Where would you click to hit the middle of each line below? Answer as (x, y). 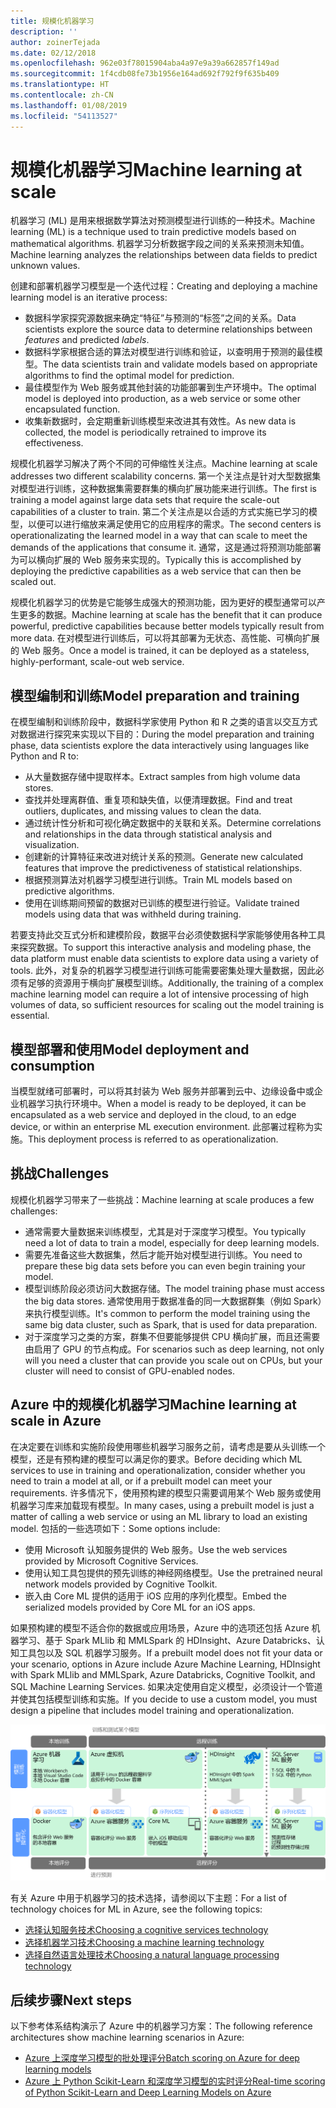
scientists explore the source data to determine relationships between (168, 329)
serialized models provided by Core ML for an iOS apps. (140, 1607)
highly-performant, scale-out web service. (97, 662)
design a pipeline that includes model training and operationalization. (152, 1710)
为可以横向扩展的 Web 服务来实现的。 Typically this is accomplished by (156, 560)
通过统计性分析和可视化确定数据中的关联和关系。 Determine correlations (173, 823)
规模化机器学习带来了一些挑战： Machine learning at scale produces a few (162, 1199)
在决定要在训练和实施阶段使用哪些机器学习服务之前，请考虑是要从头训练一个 (168, 1446)
